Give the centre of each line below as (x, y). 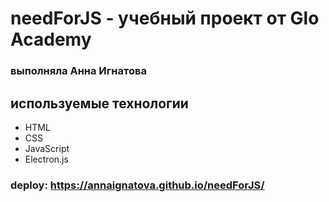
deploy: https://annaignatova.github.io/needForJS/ (137, 185)
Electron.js (46, 159)
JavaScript (47, 148)
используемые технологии (99, 103)
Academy (51, 39)
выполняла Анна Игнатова (78, 71)
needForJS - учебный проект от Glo (165, 18)
